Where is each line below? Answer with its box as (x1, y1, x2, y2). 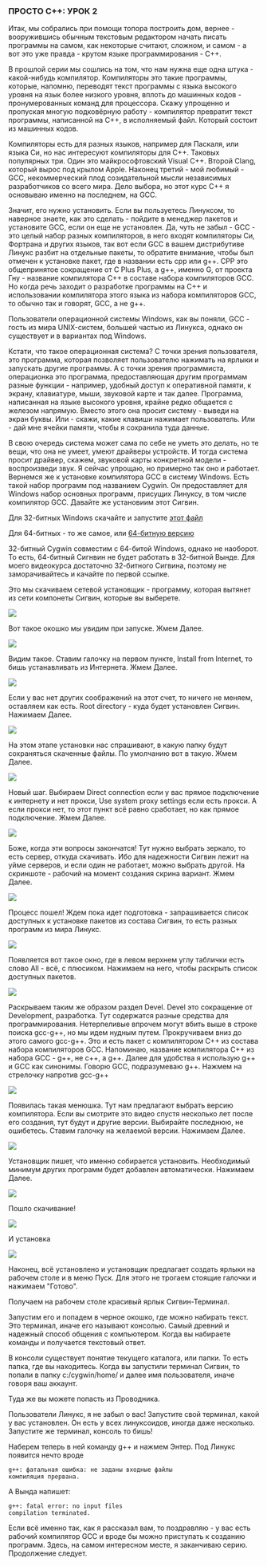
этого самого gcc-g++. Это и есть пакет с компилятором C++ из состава (8, 1037, 259, 1046)
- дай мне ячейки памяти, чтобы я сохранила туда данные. (8, 423, 210, 432)
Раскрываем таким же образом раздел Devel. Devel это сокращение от (8, 1002, 253, 1012)
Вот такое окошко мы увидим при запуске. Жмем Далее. (8, 624, 204, 633)
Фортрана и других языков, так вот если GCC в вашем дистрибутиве (8, 239, 245, 249)
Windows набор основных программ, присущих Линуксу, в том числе (8, 489, 247, 499)
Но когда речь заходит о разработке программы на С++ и (8, 281, 208, 292)
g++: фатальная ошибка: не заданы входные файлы (8, 1466, 173, 1474)
